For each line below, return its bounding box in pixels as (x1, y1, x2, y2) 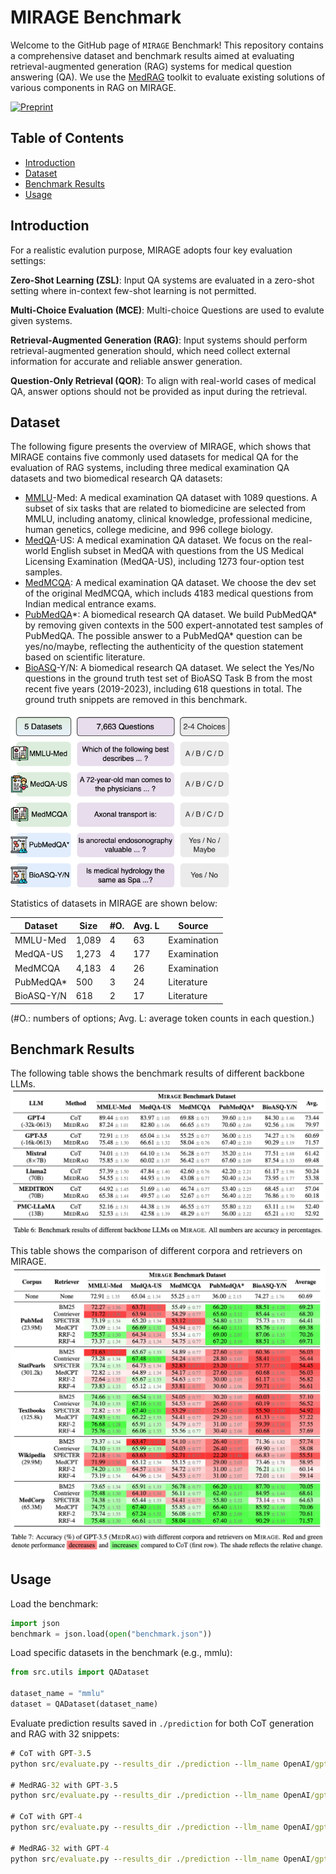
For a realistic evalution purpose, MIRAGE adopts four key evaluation (10, 244, 293, 256)
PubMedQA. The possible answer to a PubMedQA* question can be (24, 630, 303, 642)
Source (178, 919, 209, 931)
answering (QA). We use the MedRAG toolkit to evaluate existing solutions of (10, 71, 326, 83)
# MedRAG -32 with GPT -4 (10, 1843, 110, 1853)
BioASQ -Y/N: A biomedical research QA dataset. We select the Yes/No (24, 662, 315, 674)
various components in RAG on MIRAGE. (10, 81, 177, 93)
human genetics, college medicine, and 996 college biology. (24, 524, 274, 536)
